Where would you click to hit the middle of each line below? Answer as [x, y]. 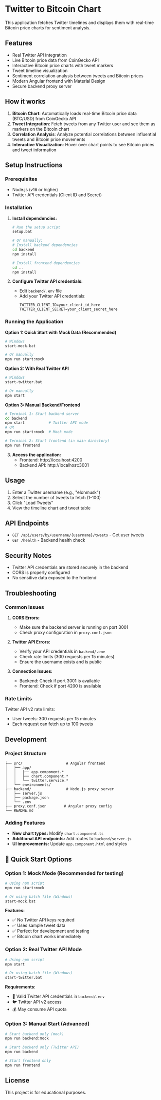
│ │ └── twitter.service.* [37, 780]
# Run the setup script [36, 227]
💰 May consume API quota [39, 1009]
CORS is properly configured [41, 573]
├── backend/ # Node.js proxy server [60, 789]
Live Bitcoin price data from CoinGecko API [55, 60]
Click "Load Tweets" [33, 503]
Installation [19, 207]
